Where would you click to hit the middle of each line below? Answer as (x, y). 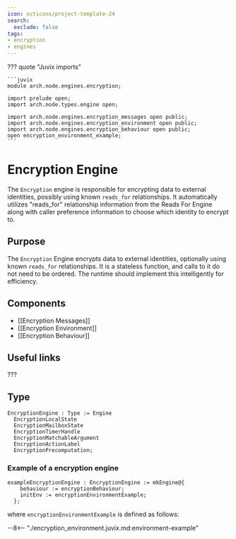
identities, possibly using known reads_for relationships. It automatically (112, 197)
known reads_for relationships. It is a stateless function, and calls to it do (114, 266)
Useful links (34, 358)
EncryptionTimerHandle (47, 432)
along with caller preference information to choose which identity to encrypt (118, 211)
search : (19, 21)
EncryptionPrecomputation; (53, 451)
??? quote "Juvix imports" (44, 67)
